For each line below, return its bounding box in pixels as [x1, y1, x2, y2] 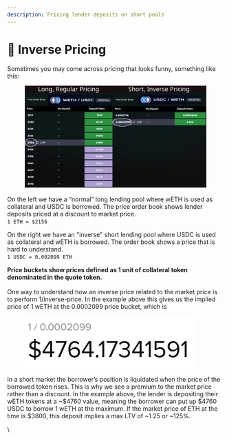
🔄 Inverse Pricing [7, 41, 107, 57]
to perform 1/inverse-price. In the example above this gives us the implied [7, 295, 216, 303]
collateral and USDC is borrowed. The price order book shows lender [7, 203, 203, 211]
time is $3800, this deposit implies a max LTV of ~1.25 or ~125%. [7, 412, 191, 420]
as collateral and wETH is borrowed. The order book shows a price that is [7, 238, 215, 246]
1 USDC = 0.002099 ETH [7, 254, 72, 261]
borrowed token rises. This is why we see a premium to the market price [7, 382, 212, 391]
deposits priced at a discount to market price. [7, 210, 136, 218]
